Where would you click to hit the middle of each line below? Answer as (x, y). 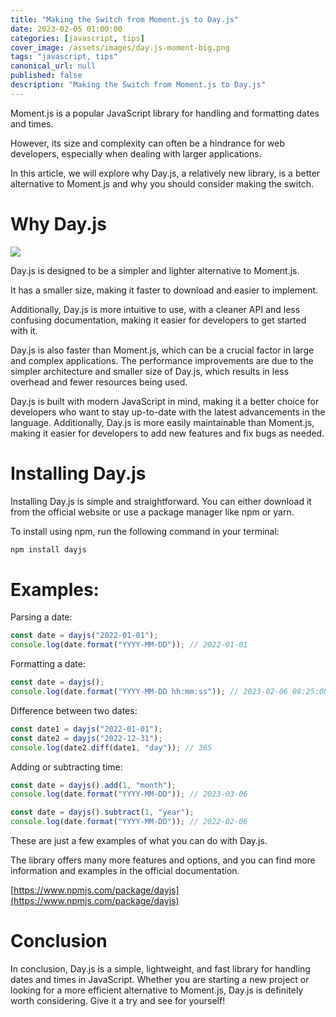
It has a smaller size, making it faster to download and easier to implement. (164, 290)
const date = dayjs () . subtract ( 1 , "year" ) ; (102, 812)
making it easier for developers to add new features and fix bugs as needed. (167, 433)
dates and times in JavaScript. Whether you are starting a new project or (160, 979)
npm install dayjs (48, 549)
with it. (24, 330)
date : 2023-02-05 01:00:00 (66, 29)
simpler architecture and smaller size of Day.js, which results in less (150, 371)
